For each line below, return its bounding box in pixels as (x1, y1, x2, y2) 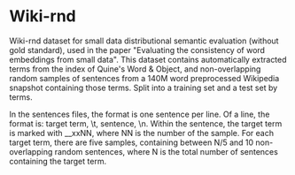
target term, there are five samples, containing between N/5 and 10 (9, 137, 254, 148)
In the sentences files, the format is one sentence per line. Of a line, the (9, 109, 270, 119)
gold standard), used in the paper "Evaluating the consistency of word (9, 44, 266, 55)
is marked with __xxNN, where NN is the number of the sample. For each (9, 127, 275, 138)
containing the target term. (9, 156, 107, 166)
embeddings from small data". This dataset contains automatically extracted (9, 54, 287, 65)
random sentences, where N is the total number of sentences (54, 146, 279, 156)
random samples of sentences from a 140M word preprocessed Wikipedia (9, 72, 280, 83)
